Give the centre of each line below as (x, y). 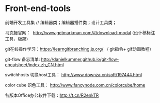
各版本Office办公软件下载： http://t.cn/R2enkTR (52, 95)
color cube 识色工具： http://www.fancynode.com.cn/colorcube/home (75, 85)
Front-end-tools (38, 8)
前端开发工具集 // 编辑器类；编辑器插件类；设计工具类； (61, 22)
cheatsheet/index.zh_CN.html (34, 65)
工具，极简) (16, 39)
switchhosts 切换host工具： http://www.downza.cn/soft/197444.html (73, 74)
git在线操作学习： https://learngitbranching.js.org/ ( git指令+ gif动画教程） (80, 49)
